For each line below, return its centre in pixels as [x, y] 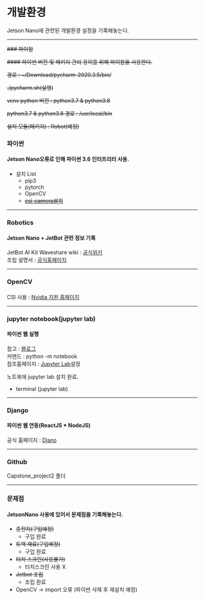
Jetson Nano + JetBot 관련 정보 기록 [51, 238]
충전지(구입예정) [35, 529]
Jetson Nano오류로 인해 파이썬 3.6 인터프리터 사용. [68, 159]
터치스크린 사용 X [45, 567]
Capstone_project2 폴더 [36, 476]
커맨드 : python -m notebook [42, 356]
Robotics [20, 222]
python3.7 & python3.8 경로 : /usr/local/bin [60, 113]
